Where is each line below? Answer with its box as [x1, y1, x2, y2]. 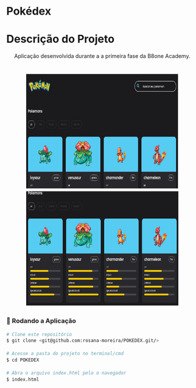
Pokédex [6, 4, 52, 18]
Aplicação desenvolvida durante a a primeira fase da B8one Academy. [14, 52, 191, 60]
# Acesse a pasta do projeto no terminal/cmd [6, 351, 124, 357]
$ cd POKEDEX [6, 357, 40, 364]
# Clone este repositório [6, 331, 72, 337]
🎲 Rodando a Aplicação [6, 317, 76, 325]
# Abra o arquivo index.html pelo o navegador [6, 370, 127, 376]
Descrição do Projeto [6, 32, 114, 46]
